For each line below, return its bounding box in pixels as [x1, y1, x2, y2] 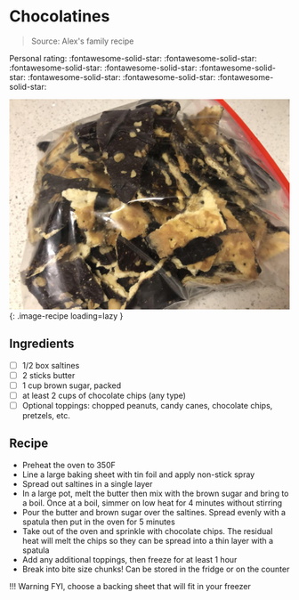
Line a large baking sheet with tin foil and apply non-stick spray [21, 469, 255, 480]
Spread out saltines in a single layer [21, 478, 153, 489]
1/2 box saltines [21, 360, 80, 370]
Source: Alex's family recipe [30, 36, 134, 46]
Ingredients [9, 336, 75, 352]
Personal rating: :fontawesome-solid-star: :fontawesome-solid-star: [9, 53, 257, 63]
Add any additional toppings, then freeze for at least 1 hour [21, 554, 238, 564]
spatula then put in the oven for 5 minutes [21, 516, 175, 527]
